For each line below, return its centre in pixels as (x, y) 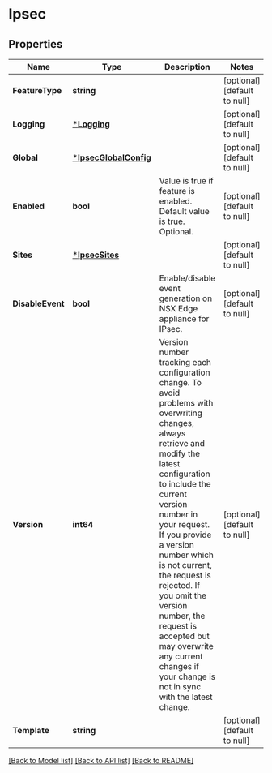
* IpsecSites (96, 255)
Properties (36, 44)
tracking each (185, 362)
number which (187, 555)
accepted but (185, 636)
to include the (185, 484)
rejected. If (180, 585)
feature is (177, 191)
